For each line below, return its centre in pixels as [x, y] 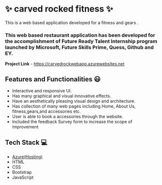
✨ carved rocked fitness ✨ [59, 9]
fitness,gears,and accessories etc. [46, 111]
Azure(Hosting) [27, 156]
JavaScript [23, 177]
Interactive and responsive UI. [42, 91]
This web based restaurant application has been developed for [80, 35]
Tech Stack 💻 [26, 143]
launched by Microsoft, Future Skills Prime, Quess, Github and [79, 47]
